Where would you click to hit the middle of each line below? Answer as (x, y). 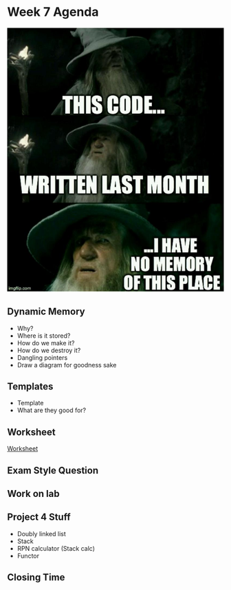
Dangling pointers (42, 357)
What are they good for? (52, 410)
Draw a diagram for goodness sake (67, 365)
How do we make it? (46, 343)
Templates (30, 387)
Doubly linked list (42, 533)
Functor (28, 556)
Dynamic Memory (46, 312)
